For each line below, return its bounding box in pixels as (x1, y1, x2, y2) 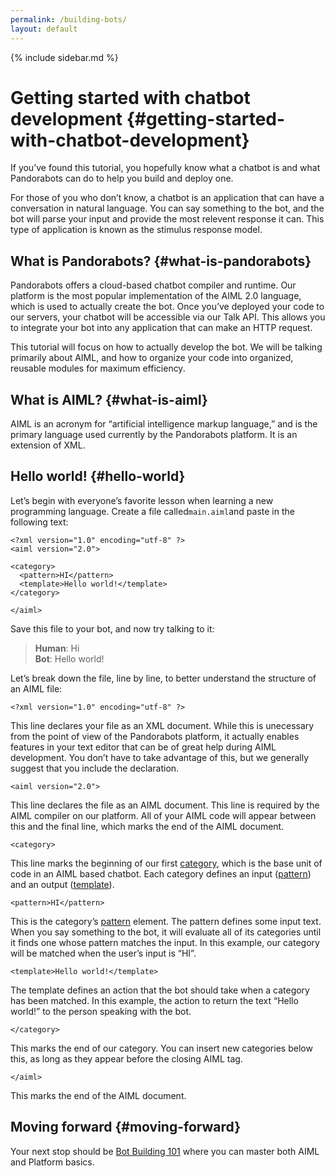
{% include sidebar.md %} (10, 51, 119, 63)
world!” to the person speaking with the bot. (10, 1005, 192, 1017)
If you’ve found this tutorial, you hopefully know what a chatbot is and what (10, 162, 321, 174)
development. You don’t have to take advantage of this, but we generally (10, 751, 310, 763)
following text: (10, 516, 69, 528)
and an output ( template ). (10, 878, 115, 890)
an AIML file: (10, 682, 63, 695)
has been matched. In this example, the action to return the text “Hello (10, 994, 299, 1006)
